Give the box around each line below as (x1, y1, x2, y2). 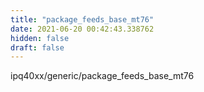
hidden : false (10, 33, 70, 43)
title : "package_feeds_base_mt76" (10, 14, 155, 25)
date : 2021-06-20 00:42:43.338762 (10, 24, 155, 34)
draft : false (10, 42, 65, 53)
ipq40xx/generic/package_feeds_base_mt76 (10, 70, 195, 82)
